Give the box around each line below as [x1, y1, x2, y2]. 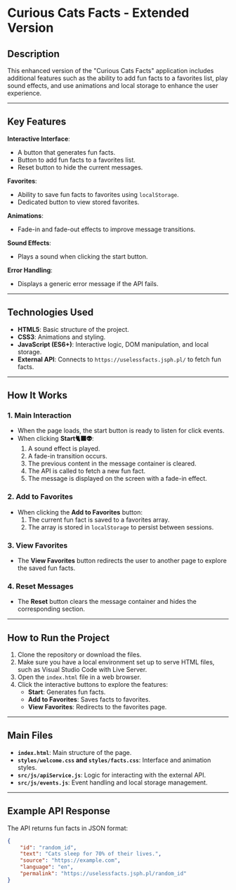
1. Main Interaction [7, 410, 72, 420]
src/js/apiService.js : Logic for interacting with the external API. [17, 770, 206, 779]
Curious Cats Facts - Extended [7, 5, 190, 21]
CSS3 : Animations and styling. [17, 333, 106, 341]
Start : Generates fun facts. [27, 688, 106, 697]
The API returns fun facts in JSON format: [7, 824, 129, 832]
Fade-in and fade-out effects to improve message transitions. [17, 225, 196, 233]
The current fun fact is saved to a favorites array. [27, 515, 170, 524]
